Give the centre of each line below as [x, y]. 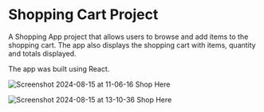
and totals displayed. [43, 53]
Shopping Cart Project [83, 15]
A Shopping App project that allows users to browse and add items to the [128, 37]
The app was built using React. [59, 68]
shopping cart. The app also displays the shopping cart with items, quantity [132, 44]
